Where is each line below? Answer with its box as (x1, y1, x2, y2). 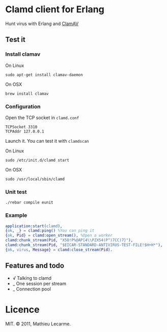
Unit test (5, 188, 27, 195)
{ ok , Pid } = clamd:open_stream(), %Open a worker (5, 233, 113, 238)
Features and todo (5, 261, 65, 270)
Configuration (5, 103, 41, 110)
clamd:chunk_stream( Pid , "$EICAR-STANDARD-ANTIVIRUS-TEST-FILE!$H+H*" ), (5, 242, 163, 248)
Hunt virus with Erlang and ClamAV (5, 20, 79, 27)
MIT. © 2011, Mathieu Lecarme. (5, 321, 71, 327)
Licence (5, 303, 40, 315)
